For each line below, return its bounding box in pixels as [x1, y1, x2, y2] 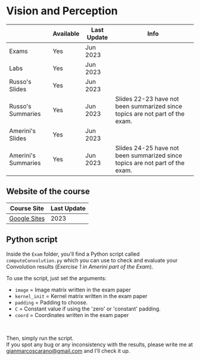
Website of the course [6, 187, 90, 197]
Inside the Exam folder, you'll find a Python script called [6, 250, 140, 257]
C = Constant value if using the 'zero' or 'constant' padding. [14, 305, 161, 312]
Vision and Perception [6, 4, 118, 18]
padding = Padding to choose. [14, 299, 88, 306]
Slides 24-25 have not [115, 144, 180, 152]
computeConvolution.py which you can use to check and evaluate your [6, 256, 178, 263]
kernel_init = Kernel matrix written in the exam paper [14, 292, 148, 299]
